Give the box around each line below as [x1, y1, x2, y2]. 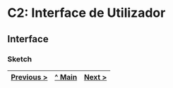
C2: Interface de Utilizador [7, 5, 166, 21]
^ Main [54, 72, 78, 82]
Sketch [7, 54, 32, 64]
